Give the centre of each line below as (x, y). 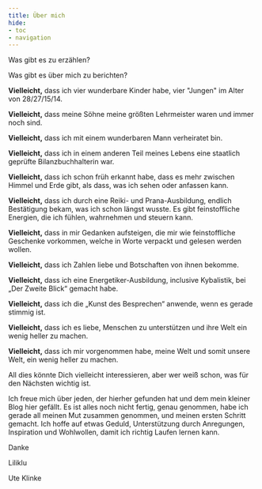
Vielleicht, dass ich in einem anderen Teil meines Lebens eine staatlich (124, 153)
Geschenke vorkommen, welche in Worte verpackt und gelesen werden (125, 241)
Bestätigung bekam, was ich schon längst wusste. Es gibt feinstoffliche (124, 209)
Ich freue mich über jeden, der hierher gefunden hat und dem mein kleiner (129, 399)
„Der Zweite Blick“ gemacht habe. (63, 288)
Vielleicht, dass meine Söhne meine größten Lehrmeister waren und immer (131, 115)
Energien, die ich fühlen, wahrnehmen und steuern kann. (101, 217)
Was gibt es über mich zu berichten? (68, 75)
